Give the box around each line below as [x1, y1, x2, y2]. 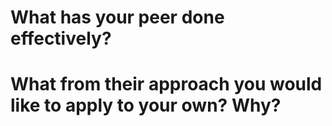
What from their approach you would [10, 73, 323, 96]
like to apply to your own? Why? [10, 94, 282, 117]
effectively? [10, 27, 112, 50]
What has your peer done [10, 6, 225, 29]
